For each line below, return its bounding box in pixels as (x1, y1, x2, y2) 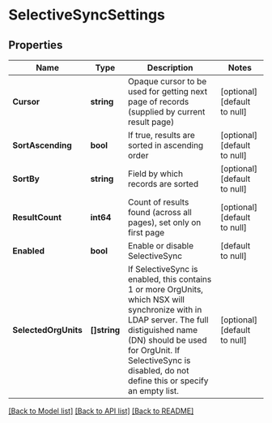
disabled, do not (128, 365, 189, 376)
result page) (128, 116, 175, 127)
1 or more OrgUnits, (128, 284, 204, 295)
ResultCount (12, 212, 62, 222)
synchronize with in (128, 304, 202, 315)
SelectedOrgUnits (12, 325, 83, 335)
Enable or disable (128, 240, 194, 251)
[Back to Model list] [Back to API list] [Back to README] (8, 406, 194, 416)
